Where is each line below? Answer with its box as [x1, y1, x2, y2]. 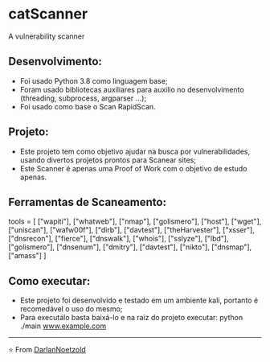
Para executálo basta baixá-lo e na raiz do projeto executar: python [19, 313, 243, 323]
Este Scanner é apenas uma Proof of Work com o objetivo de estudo [19, 163, 247, 173]
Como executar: [8, 274, 91, 288]
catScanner [8, 5, 88, 23]
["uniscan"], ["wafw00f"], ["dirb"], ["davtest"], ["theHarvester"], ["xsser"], [8, 225, 255, 235]
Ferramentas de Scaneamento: [8, 195, 167, 209]
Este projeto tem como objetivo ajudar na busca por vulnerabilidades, [19, 146, 251, 156]
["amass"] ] [8, 251, 47, 261]
